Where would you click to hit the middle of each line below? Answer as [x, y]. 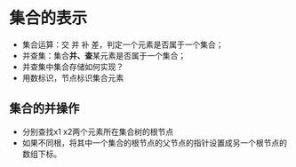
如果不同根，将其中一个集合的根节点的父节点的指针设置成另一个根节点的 [154, 142]
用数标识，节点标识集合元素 [73, 77]
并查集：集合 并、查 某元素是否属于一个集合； [104, 55]
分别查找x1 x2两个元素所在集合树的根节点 [98, 131]
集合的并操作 [44, 109]
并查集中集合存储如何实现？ [73, 67]
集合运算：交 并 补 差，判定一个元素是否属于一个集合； [123, 44]
